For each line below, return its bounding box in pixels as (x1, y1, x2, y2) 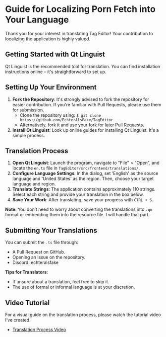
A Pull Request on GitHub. (12, 249, 65, 255)
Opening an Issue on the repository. (12, 254, 86, 260)
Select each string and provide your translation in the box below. (12, 191, 144, 197)
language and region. (12, 181, 56, 187)
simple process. (12, 132, 45, 138)
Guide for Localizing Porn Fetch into (5, 3, 156, 15)
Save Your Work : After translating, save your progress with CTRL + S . (12, 197, 154, 203)
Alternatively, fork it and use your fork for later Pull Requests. (19, 122, 145, 128)
